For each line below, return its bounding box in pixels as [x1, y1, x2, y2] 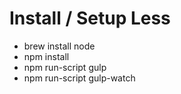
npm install [23, 50, 70, 62]
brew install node [23, 40, 96, 52]
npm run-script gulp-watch [23, 72, 136, 84]
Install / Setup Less [9, 7, 171, 30]
